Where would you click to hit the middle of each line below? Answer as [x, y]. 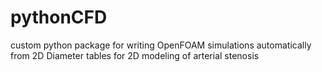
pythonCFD [59, 17]
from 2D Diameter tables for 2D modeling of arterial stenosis [135, 55]
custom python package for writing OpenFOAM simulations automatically [161, 45]
